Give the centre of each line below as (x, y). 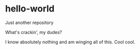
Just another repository (29, 22)
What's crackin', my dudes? (34, 32)
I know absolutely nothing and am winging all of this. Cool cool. (70, 42)
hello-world (30, 9)
